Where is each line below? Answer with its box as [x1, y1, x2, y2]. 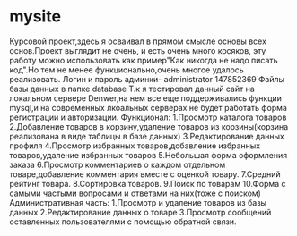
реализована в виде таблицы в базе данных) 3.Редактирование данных [9, 131, 284, 141]
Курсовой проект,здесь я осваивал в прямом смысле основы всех [9, 36, 267, 46]
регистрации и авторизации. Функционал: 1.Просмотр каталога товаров [9, 112, 287, 122]
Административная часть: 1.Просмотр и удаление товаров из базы [9, 197, 267, 207]
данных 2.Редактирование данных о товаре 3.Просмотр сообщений [9, 206, 272, 217]
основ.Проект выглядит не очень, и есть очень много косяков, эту [9, 45, 266, 55]
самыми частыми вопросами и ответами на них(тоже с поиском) [9, 188, 262, 198]
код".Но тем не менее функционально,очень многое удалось [9, 64, 244, 75]
